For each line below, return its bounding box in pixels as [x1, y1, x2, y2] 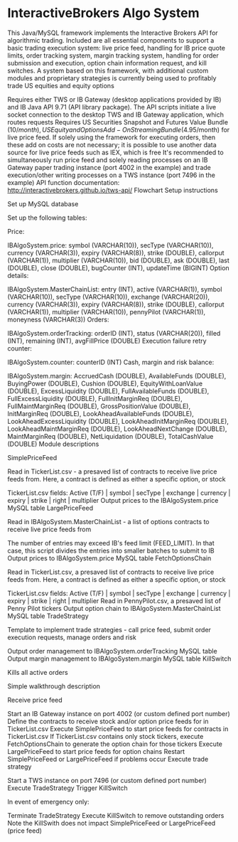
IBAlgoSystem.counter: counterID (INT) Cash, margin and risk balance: [7, 358, 215, 366]
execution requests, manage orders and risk [7, 633, 136, 641]
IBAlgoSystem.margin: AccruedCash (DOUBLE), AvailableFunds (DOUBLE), [7, 371, 227, 380]
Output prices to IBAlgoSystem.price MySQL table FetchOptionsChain [7, 553, 212, 563]
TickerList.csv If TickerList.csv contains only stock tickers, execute [7, 732, 204, 740]
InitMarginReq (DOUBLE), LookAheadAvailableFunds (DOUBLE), [7, 409, 194, 417]
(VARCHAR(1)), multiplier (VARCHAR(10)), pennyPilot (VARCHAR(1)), [7, 307, 206, 316]
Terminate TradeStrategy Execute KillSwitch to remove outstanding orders [7, 811, 225, 819]
